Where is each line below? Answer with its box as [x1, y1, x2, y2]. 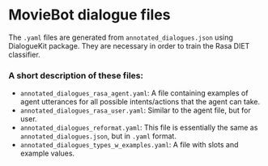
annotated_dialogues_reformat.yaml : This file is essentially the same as [19, 123, 258, 133]
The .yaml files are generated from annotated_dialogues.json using [8, 32, 233, 42]
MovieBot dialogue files [8, 6, 171, 24]
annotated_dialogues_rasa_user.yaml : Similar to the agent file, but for [19, 105, 251, 115]
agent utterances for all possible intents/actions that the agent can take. [19, 97, 261, 107]
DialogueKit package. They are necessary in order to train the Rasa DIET [8, 40, 250, 50]
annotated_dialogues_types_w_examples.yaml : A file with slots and [19, 140, 239, 150]
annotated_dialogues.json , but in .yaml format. [19, 131, 177, 141]
